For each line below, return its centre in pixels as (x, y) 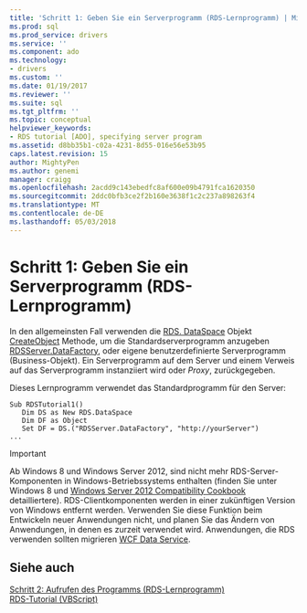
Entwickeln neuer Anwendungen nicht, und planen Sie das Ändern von (143, 519)
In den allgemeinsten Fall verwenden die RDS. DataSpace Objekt (131, 331)
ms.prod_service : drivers (58, 35)
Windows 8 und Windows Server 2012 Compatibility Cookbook (128, 491)
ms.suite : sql (37, 103)
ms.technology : (38, 60)
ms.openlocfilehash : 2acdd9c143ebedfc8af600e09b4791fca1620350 (132, 188)
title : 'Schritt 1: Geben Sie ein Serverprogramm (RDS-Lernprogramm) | (148, 18)
